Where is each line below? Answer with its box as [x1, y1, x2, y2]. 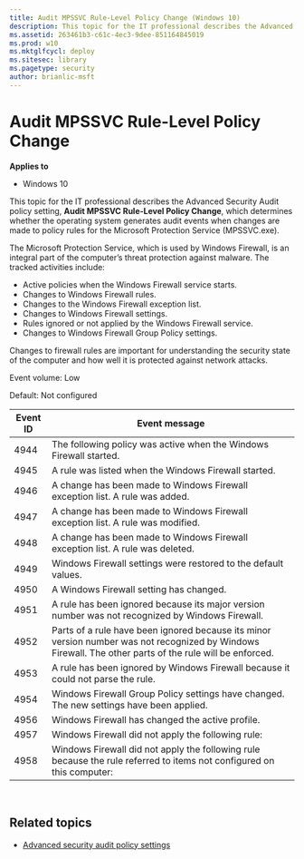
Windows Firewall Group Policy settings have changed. [51, 687, 285, 699]
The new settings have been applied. [51, 698, 208, 711]
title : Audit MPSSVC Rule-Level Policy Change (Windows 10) [9, 13, 242, 23]
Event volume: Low [9, 372, 81, 383]
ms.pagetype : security [9, 64, 95, 73]
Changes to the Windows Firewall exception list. [22, 298, 202, 309]
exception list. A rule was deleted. [51, 542, 195, 554]
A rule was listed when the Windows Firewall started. [51, 464, 276, 476]
